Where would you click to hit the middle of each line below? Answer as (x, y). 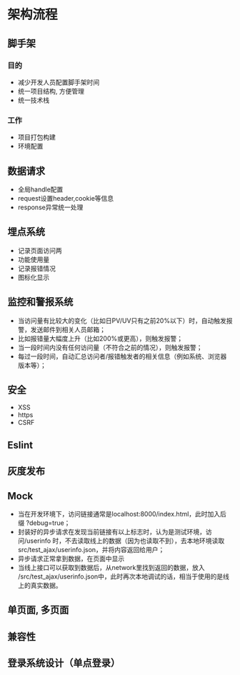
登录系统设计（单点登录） (64, 663)
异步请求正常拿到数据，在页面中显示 (71, 559)
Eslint (20, 445)
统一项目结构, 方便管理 (51, 91)
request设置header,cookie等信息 (66, 198)
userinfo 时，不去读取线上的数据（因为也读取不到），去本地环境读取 (125, 541)
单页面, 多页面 (38, 610)
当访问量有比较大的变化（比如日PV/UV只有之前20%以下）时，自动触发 (122, 320)
